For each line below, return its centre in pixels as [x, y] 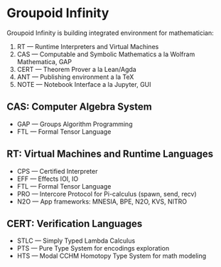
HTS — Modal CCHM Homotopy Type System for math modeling [112, 256]
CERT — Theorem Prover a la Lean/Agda [76, 69]
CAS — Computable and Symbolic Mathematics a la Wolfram [106, 54]
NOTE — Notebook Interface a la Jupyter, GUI [84, 84]
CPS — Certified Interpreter [57, 171]
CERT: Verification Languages [75, 223]
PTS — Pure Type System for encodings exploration [93, 248]
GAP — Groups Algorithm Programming [75, 124]
